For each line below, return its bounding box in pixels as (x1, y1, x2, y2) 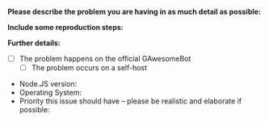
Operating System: (19, 88, 82, 98)
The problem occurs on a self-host (31, 63, 147, 73)
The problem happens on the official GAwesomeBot (19, 54, 191, 63)
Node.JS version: (19, 79, 78, 89)
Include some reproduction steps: (7, 23, 124, 32)
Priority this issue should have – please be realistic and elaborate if (19, 96, 242, 106)
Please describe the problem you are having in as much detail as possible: (7, 7, 262, 16)
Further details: (7, 38, 61, 48)
